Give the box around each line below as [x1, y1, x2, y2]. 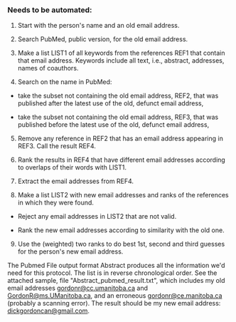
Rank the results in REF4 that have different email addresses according [17, 155, 225, 165]
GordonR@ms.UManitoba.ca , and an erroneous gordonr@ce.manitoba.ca [7, 291, 222, 300]
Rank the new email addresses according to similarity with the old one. [17, 226, 225, 234]
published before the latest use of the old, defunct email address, [17, 120, 210, 129]
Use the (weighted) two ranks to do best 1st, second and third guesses [17, 240, 225, 249]
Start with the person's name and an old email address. [17, 21, 180, 30]
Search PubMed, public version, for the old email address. [17, 35, 188, 43]
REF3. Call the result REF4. [17, 142, 96, 150]
